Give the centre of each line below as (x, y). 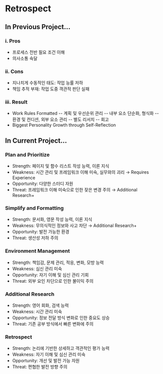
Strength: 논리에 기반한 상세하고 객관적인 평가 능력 (61, 348)
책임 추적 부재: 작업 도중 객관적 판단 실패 (51, 89)
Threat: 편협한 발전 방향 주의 (40, 367)
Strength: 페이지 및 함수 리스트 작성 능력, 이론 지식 (61, 166)
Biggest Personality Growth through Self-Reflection (64, 125)
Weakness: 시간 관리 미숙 (37, 312)
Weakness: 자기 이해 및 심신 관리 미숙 (49, 355)
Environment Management (38, 251)
